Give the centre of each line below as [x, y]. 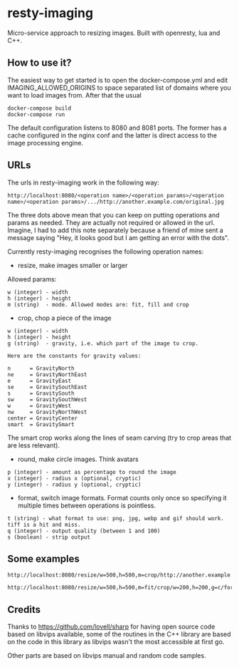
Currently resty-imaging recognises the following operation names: [106, 252]
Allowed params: [32, 279]
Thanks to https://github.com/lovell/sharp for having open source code [111, 627]
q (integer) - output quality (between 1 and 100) [84, 531]
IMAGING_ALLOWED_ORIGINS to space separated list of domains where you [119, 88]
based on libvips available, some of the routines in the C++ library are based [119, 634]
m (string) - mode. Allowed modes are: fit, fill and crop [99, 304]
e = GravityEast [39, 381]
